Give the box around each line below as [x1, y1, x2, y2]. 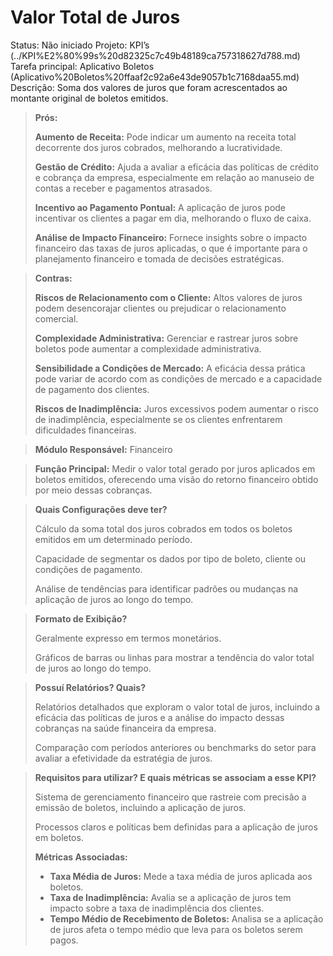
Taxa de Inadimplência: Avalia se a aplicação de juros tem [49, 891, 292, 903]
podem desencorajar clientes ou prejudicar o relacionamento [34, 302, 287, 314]
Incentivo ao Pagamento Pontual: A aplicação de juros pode [34, 201, 287, 213]
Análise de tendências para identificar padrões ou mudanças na [34, 582, 299, 595]
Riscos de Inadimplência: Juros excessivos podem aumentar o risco [34, 402, 319, 415]
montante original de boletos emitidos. [10, 92, 169, 104]
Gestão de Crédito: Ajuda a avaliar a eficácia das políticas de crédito [34, 161, 319, 173]
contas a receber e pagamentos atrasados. [34, 182, 213, 194]
